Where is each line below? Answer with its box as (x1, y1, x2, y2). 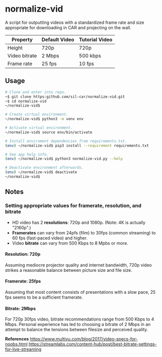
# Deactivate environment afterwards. (5, 165, 84, 170)
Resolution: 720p (5, 251, 40, 257)
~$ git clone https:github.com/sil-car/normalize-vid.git (5, 94, 125, 99)
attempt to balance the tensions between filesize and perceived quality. (5, 327, 148, 333)
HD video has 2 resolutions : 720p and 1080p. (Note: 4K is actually (12, 219, 146, 225)
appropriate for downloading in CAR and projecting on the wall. (5, 24, 131, 30)
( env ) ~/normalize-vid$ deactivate (5, 170, 77, 175)
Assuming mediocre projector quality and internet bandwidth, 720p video (5, 262, 152, 268)
